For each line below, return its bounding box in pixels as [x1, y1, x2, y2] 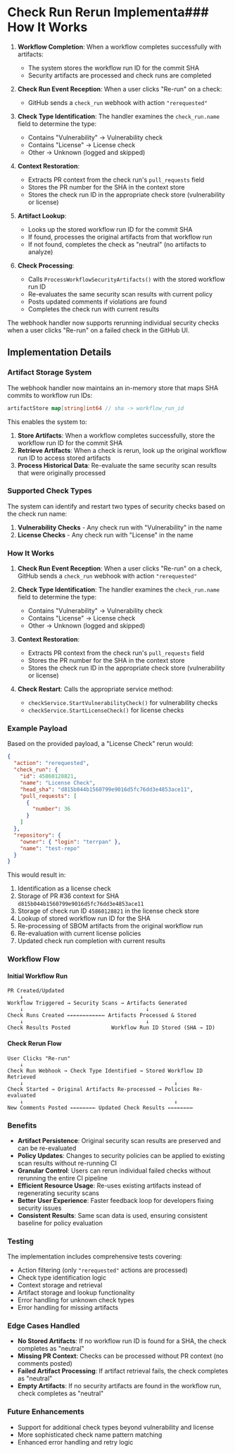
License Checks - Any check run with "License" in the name [17, 530, 193, 539]
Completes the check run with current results [27, 304, 160, 313]
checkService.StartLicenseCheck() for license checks [27, 706, 184, 715]
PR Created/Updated [7, 987, 65, 994]
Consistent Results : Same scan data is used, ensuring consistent [17, 1211, 208, 1219]
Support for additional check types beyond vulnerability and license [17, 1423, 215, 1431]
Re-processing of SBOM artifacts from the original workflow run [17, 922, 203, 930]
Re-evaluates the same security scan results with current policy [27, 289, 213, 298]
